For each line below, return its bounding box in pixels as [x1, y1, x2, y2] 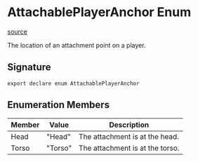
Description [109, 120, 150, 130]
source [7, 27, 28, 36]
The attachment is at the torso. [78, 143, 180, 153]
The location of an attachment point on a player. [7, 41, 146, 49]
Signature [7, 61, 51, 74]
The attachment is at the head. [78, 131, 179, 141]
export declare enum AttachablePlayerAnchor [7, 80, 140, 87]
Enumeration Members [7, 99, 110, 111]
